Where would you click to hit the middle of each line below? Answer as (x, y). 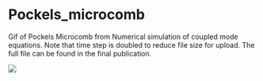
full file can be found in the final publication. (80, 53)
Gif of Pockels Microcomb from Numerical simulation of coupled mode (124, 37)
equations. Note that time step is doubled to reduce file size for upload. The (131, 44)
